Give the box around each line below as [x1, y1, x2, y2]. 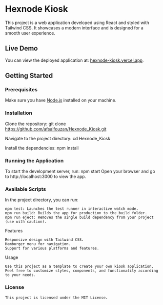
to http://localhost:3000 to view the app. [5, 174, 86, 179]
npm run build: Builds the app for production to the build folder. [5, 211, 147, 216]
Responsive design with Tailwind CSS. [5, 237, 84, 242]
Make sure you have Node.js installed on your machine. [5, 97, 117, 103]
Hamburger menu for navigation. [5, 242, 71, 247]
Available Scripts [5, 185, 46, 192]
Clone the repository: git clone [5, 121, 66, 127]
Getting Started [5, 72, 53, 80]
